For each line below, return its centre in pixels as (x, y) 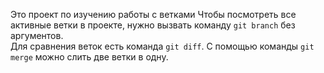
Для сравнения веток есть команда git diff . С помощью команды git (162, 46)
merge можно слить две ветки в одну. (89, 57)
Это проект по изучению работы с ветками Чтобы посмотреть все (153, 14)
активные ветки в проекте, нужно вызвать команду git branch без (153, 25)
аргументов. (37, 35)
